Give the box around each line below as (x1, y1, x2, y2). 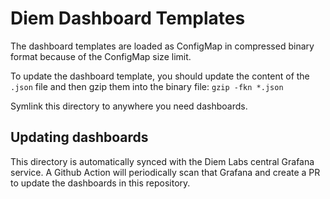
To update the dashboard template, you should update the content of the (10, 70, 310, 82)
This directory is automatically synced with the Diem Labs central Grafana (10, 155, 315, 167)
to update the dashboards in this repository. (10, 177, 191, 189)
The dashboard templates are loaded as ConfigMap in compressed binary (10, 40, 315, 52)
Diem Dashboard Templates (10, 7, 246, 30)
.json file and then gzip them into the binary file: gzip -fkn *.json (10, 80, 284, 92)
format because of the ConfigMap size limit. (10, 50, 192, 62)
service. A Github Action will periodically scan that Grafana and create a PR (10, 166, 321, 178)
